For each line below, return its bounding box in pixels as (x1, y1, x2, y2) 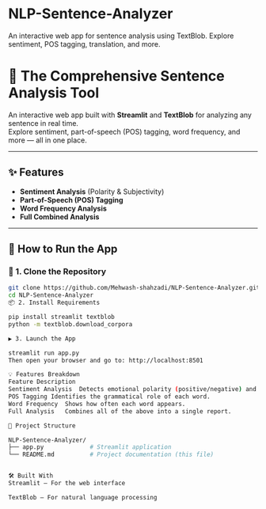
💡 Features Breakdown (8, 370, 81, 378)
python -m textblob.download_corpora (8, 320, 133, 329)
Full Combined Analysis (19, 211, 100, 222)
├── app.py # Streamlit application (8, 443, 172, 451)
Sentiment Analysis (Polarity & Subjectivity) (19, 187, 165, 196)
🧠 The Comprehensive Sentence (8, 67, 226, 85)
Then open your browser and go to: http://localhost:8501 (8, 356, 203, 364)
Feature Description (8, 378, 77, 386)
